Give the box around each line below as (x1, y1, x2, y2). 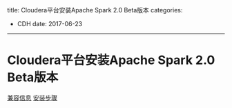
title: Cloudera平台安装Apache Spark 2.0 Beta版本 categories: (7, 6, 183, 14)
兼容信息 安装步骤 (7, 94, 57, 102)
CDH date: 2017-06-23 (17, 20, 83, 28)
